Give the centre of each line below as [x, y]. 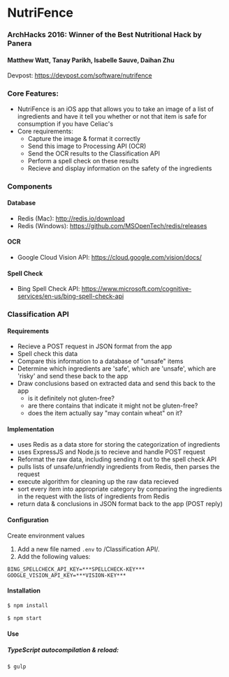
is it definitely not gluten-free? [71, 399]
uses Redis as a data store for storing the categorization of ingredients [119, 445]
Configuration [28, 520]
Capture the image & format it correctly [84, 138]
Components [30, 186]
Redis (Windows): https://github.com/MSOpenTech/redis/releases [112, 225]
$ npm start [24, 618]
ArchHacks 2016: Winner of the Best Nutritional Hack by [105, 35]
